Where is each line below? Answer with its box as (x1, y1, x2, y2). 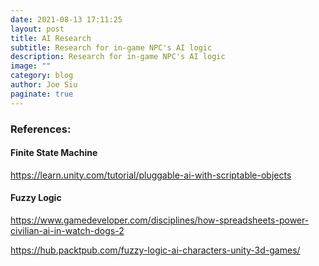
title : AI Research (10, 33, 92, 43)
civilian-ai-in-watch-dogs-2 (10, 224, 125, 236)
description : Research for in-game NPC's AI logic (10, 52, 226, 62)
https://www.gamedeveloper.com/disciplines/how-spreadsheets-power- (10, 214, 310, 226)
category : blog (10, 71, 74, 81)
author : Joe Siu (10, 80, 78, 90)
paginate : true (10, 89, 74, 99)
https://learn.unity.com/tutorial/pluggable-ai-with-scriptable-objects (10, 169, 292, 181)
